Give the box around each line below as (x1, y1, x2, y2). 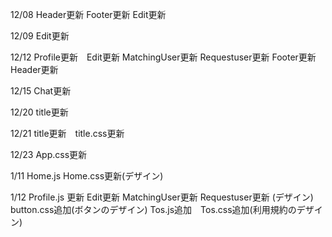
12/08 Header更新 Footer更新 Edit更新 (10, 9, 167, 20)
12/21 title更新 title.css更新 (10, 128, 125, 139)
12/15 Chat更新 (10, 85, 72, 97)
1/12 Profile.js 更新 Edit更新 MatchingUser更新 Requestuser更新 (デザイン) (10, 191, 314, 203)
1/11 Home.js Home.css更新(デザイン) (10, 170, 164, 182)
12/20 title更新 (10, 106, 69, 118)
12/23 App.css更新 (10, 149, 88, 160)
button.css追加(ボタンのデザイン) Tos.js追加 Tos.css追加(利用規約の (10, 204, 297, 215)
